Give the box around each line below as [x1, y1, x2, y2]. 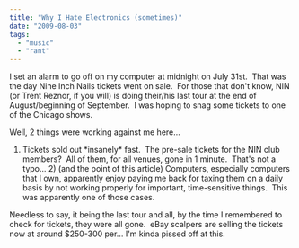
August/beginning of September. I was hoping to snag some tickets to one [9, 100, 286, 111]
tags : [9, 30, 30, 39]
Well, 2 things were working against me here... [9, 127, 181, 137]
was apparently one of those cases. [22, 192, 155, 203]
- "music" [17, 38, 54, 48]
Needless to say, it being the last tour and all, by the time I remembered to [9, 209, 283, 220]
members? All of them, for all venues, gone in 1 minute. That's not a [22, 154, 277, 164]
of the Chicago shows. [9, 110, 92, 120]
